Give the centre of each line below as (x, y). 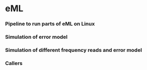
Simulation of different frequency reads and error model (73, 50)
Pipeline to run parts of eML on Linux (50, 24)
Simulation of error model (36, 37)
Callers (14, 63)
